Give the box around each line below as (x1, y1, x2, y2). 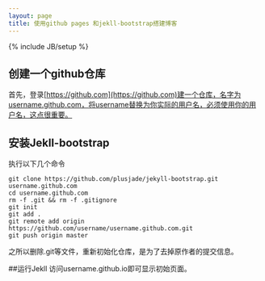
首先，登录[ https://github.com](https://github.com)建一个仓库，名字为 (8, 90, 242, 99)
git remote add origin (8, 217, 85, 226)
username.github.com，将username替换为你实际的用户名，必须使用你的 (8, 100, 250, 110)
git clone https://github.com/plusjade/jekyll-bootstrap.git (8, 175, 219, 183)
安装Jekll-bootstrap (8, 136, 110, 149)
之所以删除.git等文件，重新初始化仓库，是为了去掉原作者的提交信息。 (8, 247, 238, 257)
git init (8, 203, 38, 212)
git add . (8, 211, 42, 219)
